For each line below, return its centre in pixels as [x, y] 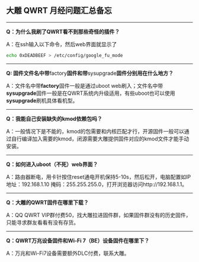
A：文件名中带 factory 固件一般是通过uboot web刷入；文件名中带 [85, 85]
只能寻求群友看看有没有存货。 [42, 222]
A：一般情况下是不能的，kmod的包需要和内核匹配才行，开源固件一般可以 [95, 131]
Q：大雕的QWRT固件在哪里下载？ [47, 202]
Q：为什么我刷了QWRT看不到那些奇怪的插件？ [63, 31]
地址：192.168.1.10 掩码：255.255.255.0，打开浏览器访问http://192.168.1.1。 [97, 184]
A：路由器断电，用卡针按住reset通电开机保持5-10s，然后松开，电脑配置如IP [99, 177]
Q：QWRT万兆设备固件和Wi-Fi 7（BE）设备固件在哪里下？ [78, 240]
